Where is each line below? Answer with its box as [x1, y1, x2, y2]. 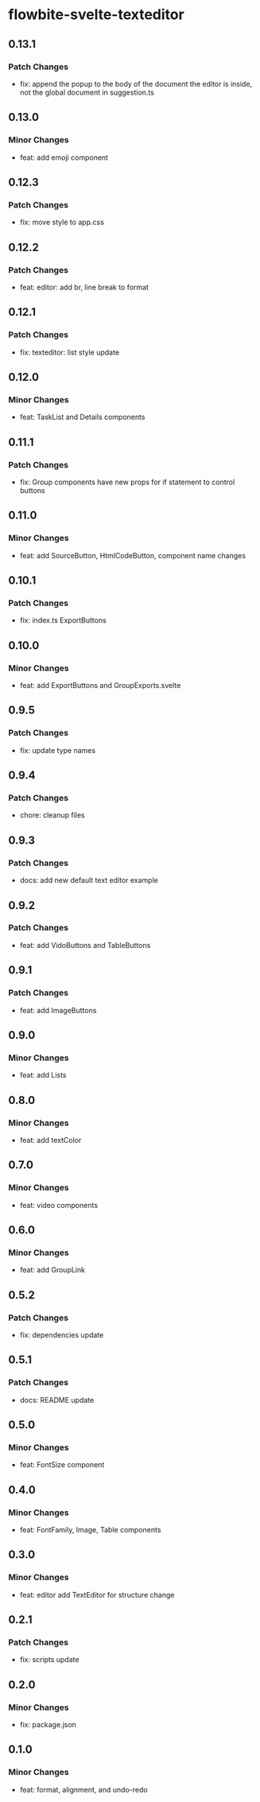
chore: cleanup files [19, 810, 85, 820]
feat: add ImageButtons [19, 1005, 97, 1015]
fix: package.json [19, 1720, 77, 1730]
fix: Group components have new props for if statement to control [19, 477, 235, 487]
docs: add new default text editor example [19, 876, 159, 885]
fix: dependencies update [19, 1330, 104, 1339]
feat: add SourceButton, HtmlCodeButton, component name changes [19, 550, 246, 560]
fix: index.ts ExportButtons [19, 616, 107, 625]
